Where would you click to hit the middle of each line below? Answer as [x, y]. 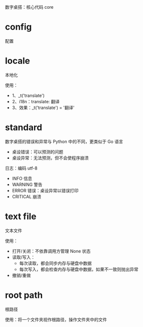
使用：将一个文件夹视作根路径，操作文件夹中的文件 [56, 319]
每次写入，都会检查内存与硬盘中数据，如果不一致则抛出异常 [79, 269]
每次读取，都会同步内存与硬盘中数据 [56, 263]
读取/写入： [24, 257]
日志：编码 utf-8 [21, 168]
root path [24, 295]
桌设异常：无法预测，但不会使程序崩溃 [50, 158]
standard [24, 128]
